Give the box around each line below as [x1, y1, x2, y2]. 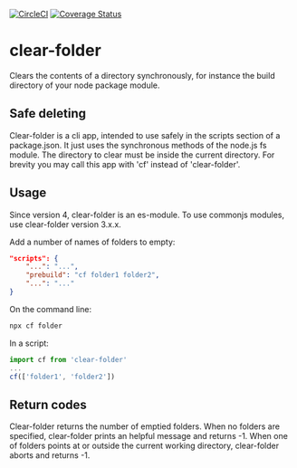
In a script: [9, 338, 50, 349]
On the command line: [9, 303, 92, 314]
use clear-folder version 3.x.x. [9, 218, 122, 230]
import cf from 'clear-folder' [9, 355, 128, 364]
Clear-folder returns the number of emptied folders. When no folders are [9, 421, 281, 432]
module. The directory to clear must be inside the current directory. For [9, 149, 275, 160]
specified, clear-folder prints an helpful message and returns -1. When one [9, 431, 288, 442]
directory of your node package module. [9, 80, 160, 91]
